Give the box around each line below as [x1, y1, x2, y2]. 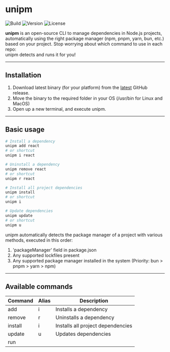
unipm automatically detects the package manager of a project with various [5, 232, 163, 238]
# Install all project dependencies [5, 185, 82, 190]
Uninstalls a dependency [55, 314, 115, 321]
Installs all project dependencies [55, 322, 133, 329]
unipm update [5, 213, 33, 218]
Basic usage [5, 125, 45, 134]
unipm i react [5, 153, 35, 158]
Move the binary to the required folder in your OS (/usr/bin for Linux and [12, 95, 163, 101]
